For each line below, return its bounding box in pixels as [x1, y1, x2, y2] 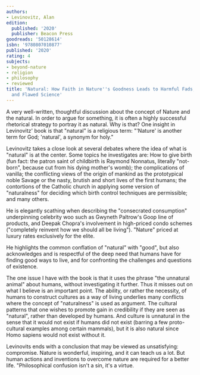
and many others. [6, 195, 49, 202]
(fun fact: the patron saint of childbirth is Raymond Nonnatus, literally [6, 157, 176, 164]
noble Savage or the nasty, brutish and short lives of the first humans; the [6, 176, 186, 183]
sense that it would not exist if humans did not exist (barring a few [6, 318, 168, 326]
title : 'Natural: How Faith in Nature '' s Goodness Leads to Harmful [6, 86, 180, 92]
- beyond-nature [6, 64, 46, 70]
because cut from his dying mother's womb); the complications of [23, 164, 185, 171]
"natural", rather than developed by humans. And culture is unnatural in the [6, 312, 190, 319]
